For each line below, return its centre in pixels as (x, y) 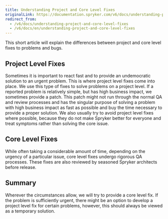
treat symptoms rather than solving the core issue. (57, 123)
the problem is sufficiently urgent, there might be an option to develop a (79, 200)
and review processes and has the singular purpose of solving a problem (80, 102)
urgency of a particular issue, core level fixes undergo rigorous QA (74, 156)
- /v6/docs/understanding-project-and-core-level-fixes (69, 24)
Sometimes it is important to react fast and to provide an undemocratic (78, 75)
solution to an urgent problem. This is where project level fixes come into (80, 81)
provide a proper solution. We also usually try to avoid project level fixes (79, 112)
